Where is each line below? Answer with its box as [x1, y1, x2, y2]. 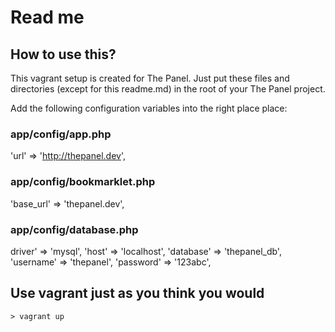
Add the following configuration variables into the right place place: [10, 102, 288, 114]
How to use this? [10, 46, 117, 63]
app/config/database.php [10, 222, 139, 236]
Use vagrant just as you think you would [10, 285, 265, 302]
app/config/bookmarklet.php [10, 175, 156, 189]
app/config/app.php [10, 127, 112, 141]
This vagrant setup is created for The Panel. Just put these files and [10, 72, 290, 84]
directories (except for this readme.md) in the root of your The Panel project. [10, 83, 326, 95]
